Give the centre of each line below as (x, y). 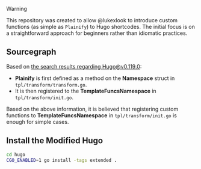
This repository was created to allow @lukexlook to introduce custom (92, 20)
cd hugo (16, 155)
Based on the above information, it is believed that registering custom (92, 109)
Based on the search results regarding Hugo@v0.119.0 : (74, 66)
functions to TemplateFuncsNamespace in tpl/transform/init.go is (92, 115)
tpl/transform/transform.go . (51, 84)
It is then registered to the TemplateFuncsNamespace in (85, 91)
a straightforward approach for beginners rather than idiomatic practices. (97, 33)
